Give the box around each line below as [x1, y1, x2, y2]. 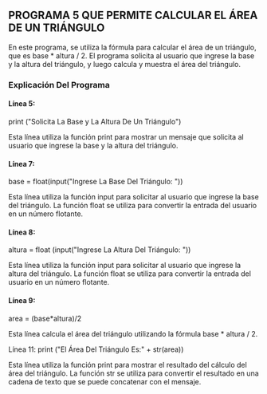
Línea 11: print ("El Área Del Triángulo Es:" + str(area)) [8, 345, 184, 354]
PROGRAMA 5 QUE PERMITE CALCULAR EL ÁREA [8, 9, 258, 22]
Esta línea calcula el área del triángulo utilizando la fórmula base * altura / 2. [8, 329, 258, 338]
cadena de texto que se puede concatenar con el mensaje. [8, 376, 202, 386]
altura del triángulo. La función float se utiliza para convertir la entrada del [8, 269, 251, 278]
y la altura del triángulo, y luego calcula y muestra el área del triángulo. [8, 59, 241, 69]
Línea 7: [8, 159, 35, 168]
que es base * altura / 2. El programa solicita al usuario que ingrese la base [8, 50, 255, 61]
